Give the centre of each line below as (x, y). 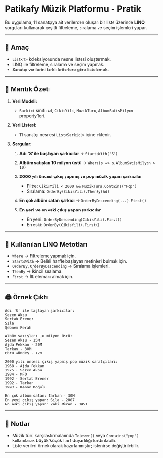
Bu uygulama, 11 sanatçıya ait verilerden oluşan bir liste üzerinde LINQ (75, 22)
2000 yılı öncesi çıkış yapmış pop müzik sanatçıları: (62, 362)
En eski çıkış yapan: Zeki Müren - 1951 (47, 405)
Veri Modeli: (24, 101)
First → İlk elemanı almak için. (43, 277)
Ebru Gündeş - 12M (24, 353)
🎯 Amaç (17, 47)
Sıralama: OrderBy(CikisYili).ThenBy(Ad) (68, 191)
